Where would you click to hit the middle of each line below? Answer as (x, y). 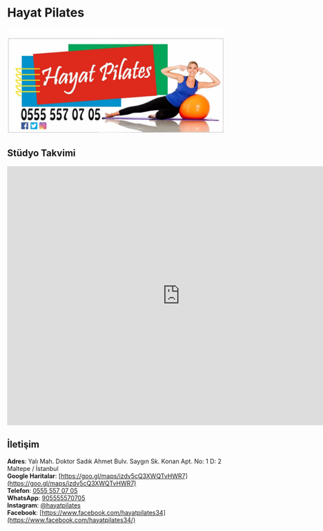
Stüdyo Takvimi (41, 153)
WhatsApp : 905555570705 (46, 498)
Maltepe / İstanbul (33, 468)
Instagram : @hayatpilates (44, 505)
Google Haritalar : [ (34, 476)
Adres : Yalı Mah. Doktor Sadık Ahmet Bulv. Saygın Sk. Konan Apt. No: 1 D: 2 (115, 461)
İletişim (23, 444)
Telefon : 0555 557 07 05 (42, 490)
